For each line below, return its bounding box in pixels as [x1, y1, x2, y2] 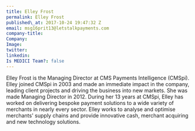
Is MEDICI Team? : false [6, 58, 65, 64]
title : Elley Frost [6, 8, 54, 15]
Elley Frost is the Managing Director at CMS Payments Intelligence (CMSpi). [6, 74, 190, 81]
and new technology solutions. [6, 118, 81, 125]
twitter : [6, 47, 28, 53]
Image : [6, 42, 22, 48]
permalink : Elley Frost [6, 14, 65, 20]
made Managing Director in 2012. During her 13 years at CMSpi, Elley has [6, 93, 184, 100]
